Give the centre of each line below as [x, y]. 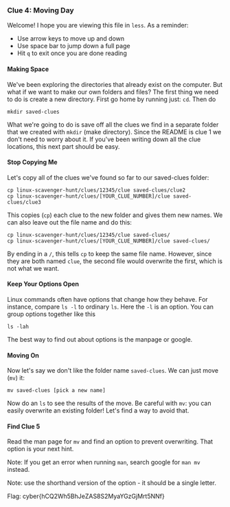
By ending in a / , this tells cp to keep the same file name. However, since [110, 253]
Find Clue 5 [24, 426]
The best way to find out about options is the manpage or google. [100, 339]
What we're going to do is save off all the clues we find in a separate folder [113, 124]
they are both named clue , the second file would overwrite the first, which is [115, 261]
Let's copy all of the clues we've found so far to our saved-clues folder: [108, 177]
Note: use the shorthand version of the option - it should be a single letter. [112, 483]
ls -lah [18, 327]
